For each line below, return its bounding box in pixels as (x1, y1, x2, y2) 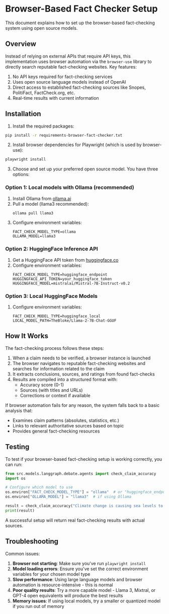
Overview (5, 40, 37, 48)
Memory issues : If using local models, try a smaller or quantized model (12, 598, 161, 604)
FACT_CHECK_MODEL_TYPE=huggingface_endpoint (12, 272, 108, 277)
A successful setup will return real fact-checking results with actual (5, 517, 145, 523)
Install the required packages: (12, 123, 74, 129)
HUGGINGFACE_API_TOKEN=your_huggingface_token (12, 276, 112, 281)
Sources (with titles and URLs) (20, 387, 83, 393)
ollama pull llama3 (12, 210, 54, 216)
